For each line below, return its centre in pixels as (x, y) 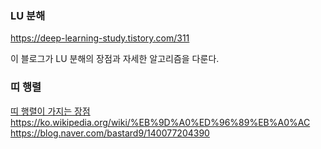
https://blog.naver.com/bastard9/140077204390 (110, 133)
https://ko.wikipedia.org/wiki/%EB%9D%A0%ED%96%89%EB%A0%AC (160, 122)
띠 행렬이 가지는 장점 (50, 111)
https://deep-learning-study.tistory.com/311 (100, 38)
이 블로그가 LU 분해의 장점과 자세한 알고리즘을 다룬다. (115, 59)
